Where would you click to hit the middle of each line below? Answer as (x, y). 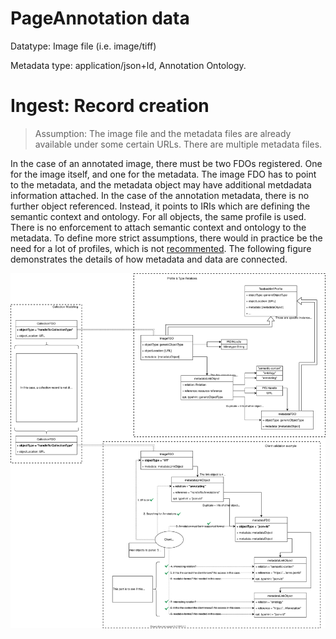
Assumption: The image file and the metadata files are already (163, 133)
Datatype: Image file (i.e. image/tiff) (83, 46)
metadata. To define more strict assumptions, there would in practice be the (166, 238)
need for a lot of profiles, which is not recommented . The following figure (161, 248)
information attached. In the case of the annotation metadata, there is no (160, 195)
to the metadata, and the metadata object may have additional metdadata (161, 184)
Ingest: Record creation (110, 106)
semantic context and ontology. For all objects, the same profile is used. (158, 216)
